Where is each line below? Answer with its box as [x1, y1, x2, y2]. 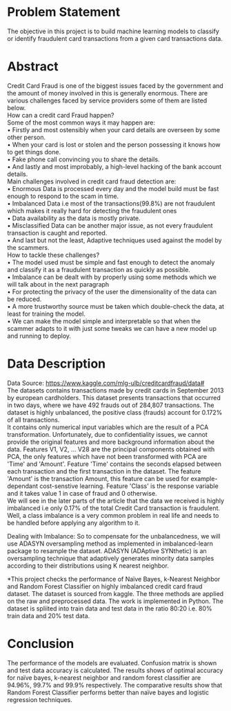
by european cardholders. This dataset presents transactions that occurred [7, 393, 221, 402]
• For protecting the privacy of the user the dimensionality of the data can [7, 287, 217, 296]
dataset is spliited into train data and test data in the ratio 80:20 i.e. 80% [7, 604, 212, 613]
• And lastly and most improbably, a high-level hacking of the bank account [7, 162, 222, 170]
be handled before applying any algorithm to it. [7, 519, 140, 527]
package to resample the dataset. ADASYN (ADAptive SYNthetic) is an [7, 546, 207, 555]
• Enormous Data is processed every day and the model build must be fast [7, 184, 219, 192]
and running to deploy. [7, 332, 71, 340]
